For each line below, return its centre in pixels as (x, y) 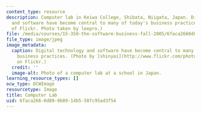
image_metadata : (26, 45)
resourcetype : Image (32, 90)
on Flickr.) (32, 62)
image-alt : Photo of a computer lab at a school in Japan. (87, 73)
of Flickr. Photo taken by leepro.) (57, 28)
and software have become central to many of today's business (92, 23)
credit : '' (25, 67)
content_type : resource (36, 12)
